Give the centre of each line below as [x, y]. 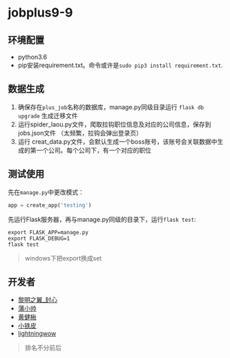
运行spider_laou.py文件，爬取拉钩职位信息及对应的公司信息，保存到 [114, 124]
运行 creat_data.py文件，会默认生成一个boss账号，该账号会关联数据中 [117, 141]
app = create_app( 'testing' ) [50, 205]
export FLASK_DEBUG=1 [39, 238]
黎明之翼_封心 [38, 300]
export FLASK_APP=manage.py [48, 232]
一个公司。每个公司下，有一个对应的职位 [94, 150]
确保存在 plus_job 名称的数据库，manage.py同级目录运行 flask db [111, 107]
